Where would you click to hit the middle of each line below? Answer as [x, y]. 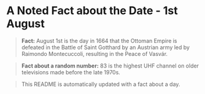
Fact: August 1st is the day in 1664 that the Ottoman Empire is [99, 41]
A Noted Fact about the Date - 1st [92, 11]
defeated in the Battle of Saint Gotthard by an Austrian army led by [106, 47]
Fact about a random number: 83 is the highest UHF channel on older [110, 66]
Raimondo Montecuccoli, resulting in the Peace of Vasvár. [94, 53]
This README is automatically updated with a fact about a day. [101, 84]
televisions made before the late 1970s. [71, 72]
